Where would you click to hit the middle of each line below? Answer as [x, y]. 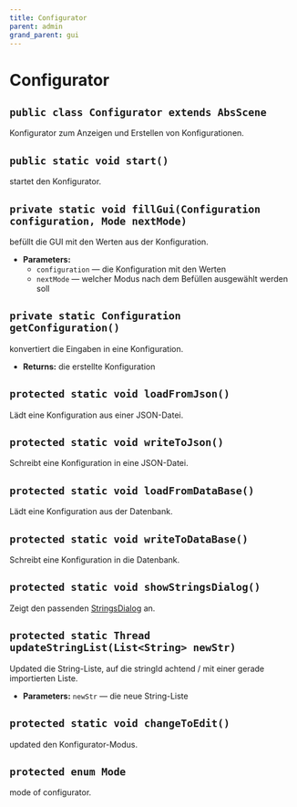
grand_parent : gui [44, 35]
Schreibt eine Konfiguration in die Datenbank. [95, 560]
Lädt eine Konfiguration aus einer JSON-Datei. [97, 415]
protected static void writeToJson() [117, 443]
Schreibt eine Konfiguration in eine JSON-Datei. [99, 463]
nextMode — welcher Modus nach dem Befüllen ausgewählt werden [162, 279]
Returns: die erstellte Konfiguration [89, 367]
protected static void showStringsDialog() [135, 587]
